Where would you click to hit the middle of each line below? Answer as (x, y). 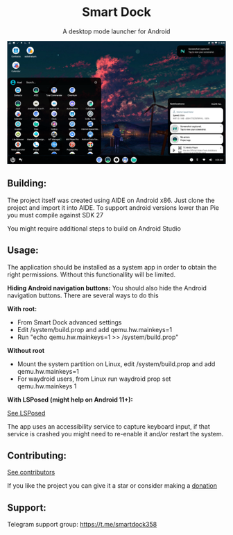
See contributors (31, 472)
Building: (27, 184)
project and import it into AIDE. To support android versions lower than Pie (113, 207)
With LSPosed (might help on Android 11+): (70, 400)
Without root (26, 350)
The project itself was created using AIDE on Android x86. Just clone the (111, 200)
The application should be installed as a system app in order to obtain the (112, 267)
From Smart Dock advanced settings (69, 322)
